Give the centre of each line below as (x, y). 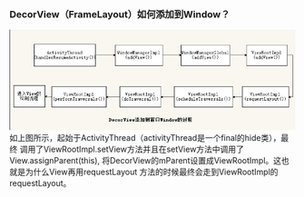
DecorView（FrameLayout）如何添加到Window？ (120, 14)
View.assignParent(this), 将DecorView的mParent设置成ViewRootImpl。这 (146, 160)
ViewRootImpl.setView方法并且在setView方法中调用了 (144, 149)
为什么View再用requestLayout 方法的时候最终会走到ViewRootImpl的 (152, 172)
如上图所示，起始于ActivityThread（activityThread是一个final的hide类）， (145, 137)
